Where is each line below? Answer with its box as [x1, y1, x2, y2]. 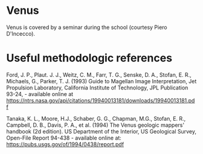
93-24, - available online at [6, 90, 74, 97]
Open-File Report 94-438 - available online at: [6, 134, 122, 141]
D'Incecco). [6, 30, 35, 37]
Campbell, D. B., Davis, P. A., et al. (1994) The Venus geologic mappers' [6, 121, 185, 129]
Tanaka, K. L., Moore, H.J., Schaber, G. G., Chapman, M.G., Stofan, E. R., [6, 115, 186, 122]
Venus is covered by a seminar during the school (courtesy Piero [6, 24, 167, 31]
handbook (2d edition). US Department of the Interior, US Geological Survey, [6, 127, 197, 135]
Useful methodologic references [6, 51, 173, 65]
